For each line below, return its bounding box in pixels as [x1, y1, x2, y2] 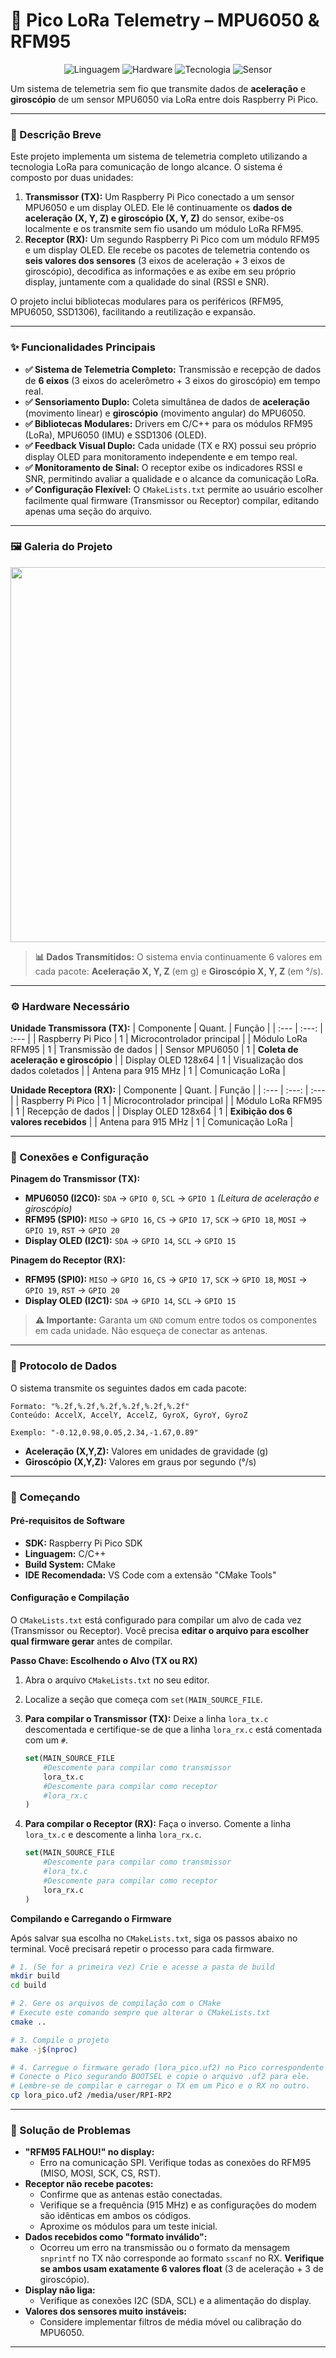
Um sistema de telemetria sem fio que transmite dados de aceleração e [10, 82, 307, 94]
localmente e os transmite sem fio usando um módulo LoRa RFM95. [24, 223, 304, 235]
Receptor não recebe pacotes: [24, 2178, 154, 2190]
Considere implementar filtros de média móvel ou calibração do [39, 2316, 302, 2328]
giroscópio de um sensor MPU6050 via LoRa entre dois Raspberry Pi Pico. [10, 93, 319, 105]
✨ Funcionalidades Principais [10, 340, 156, 354]
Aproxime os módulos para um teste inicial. [39, 2220, 218, 2233]
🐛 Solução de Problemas [10, 2123, 132, 2137]
